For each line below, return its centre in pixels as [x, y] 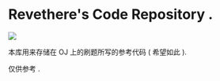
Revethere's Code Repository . [111, 15]
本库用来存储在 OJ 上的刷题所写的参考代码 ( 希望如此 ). [98, 52]
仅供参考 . [24, 68]
